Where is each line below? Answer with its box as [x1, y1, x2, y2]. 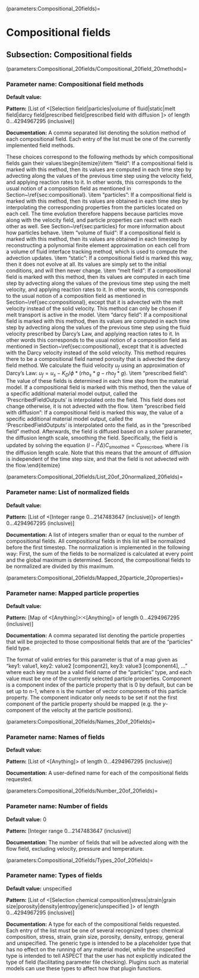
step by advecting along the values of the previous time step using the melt [6, 279, 191, 287]
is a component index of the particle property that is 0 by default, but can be [6, 681, 194, 688]
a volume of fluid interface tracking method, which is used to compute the [6, 248, 187, 255]
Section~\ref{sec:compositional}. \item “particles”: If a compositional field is [6, 191, 192, 199]
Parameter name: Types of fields [6, 871, 103, 879]
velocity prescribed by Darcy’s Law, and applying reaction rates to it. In [6, 330, 180, 338]
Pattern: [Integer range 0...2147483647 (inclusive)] [6, 827, 132, 834]
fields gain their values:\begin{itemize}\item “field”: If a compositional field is [6, 160, 193, 167]
